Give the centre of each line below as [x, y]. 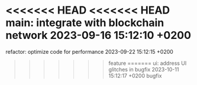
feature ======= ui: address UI [148, 63]
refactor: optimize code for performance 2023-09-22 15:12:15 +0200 [90, 51]
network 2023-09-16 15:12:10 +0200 [98, 35]
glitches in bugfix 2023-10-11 [144, 69]
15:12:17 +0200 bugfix [135, 76]
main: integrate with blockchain [85, 23]
